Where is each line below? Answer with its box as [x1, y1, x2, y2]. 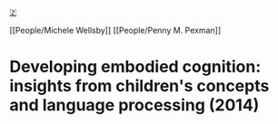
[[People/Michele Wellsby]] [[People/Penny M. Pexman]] [9, 25, 222, 35]
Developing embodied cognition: [9, 57, 262, 77]
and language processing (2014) [9, 95, 260, 116]
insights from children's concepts [9, 76, 270, 97]
